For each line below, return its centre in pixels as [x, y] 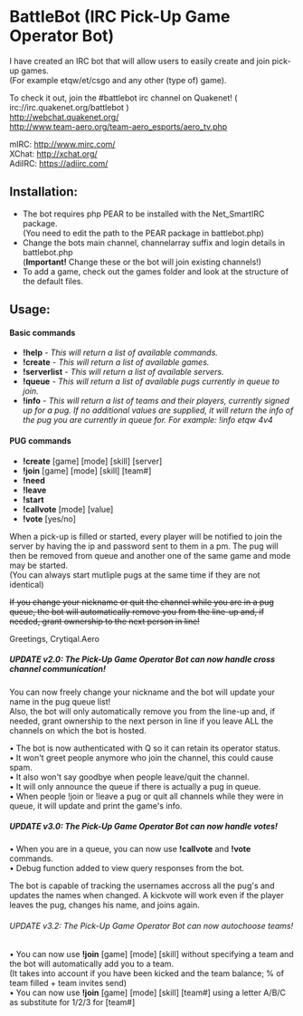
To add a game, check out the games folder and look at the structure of [156, 271]
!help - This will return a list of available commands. [120, 353]
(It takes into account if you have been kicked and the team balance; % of [147, 973]
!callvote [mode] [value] [68, 509]
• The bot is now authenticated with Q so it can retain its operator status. [145, 748]
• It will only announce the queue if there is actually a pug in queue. [135, 786]
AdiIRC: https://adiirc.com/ [59, 163]
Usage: [30, 310]
